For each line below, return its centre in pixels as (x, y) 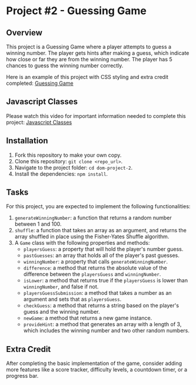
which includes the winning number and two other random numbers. (107, 331)
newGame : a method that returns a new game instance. (88, 318)
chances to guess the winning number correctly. (65, 65)
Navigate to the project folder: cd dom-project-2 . (74, 167)
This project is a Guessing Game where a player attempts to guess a (89, 47)
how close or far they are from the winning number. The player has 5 (89, 59)
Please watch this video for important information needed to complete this (96, 116)
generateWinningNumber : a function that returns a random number (93, 218)
